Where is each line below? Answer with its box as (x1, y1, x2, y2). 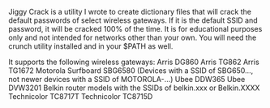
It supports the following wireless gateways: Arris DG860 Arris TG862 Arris (8, 57, 259, 67)
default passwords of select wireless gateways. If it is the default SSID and (8, 15, 258, 25)
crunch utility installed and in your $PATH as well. (8, 41, 174, 51)
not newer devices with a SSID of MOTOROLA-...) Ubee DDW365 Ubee (8, 75, 246, 84)
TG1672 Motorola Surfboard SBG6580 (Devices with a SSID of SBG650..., (8, 66, 254, 76)
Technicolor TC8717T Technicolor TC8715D (8, 92, 153, 101)
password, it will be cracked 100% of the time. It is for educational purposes (8, 24, 263, 33)
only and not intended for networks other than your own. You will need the (8, 32, 257, 42)
